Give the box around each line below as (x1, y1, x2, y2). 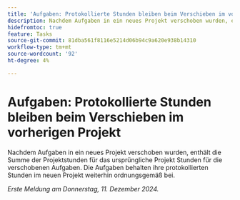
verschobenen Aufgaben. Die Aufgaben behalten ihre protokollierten (7, 163, 209, 171)
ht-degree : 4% (7, 57, 50, 64)
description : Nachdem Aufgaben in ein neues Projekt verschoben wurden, (7, 17, 229, 24)
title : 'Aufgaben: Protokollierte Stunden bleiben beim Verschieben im (7, 10, 225, 18)
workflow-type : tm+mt (7, 44, 72, 51)
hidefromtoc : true (7, 24, 62, 31)
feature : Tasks (7, 30, 53, 38)
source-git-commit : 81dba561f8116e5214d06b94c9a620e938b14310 (7, 37, 196, 44)
